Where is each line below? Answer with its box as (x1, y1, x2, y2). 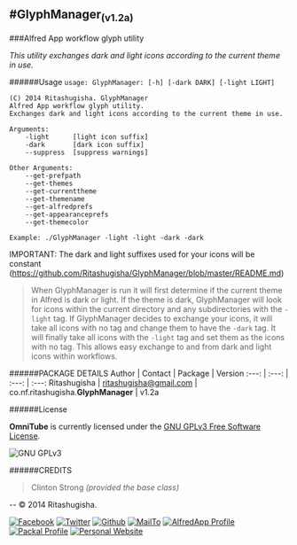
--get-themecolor (25, 218, 90, 227)
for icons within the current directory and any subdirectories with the (30, 304, 283, 314)
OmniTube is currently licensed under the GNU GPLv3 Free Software (9, 421, 262, 432)
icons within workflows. (30, 351, 118, 362)
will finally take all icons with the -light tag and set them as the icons (30, 332, 285, 342)
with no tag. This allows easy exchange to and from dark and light (30, 341, 272, 352)
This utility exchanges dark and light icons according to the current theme (9, 51, 281, 60)
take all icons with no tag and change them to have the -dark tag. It (30, 323, 277, 333)
